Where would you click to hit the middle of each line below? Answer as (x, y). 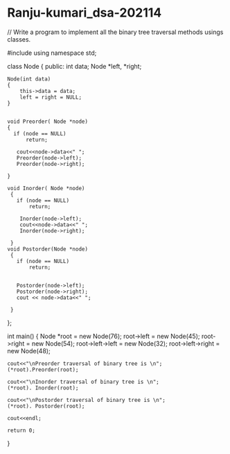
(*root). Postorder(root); (46, 406)
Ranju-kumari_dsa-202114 (85, 13)
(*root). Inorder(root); (43, 388)
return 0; (21, 430)
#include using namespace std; (52, 53)
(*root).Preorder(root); (43, 369)
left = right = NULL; (51, 97)
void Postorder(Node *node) (48, 249)
